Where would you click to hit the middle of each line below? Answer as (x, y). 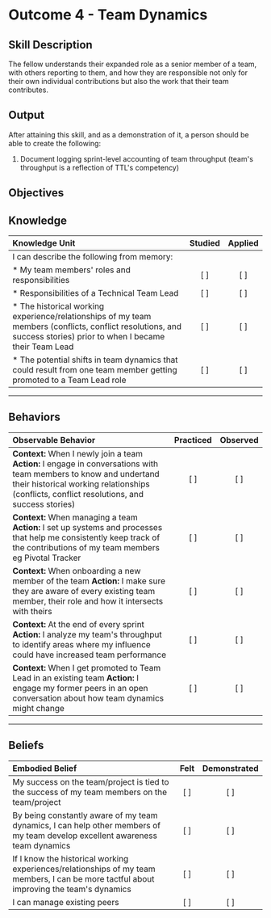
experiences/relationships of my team (84, 869)
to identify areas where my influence (81, 644)
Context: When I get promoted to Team (87, 667)
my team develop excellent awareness (85, 836)
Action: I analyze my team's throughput (88, 634)
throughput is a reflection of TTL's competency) (100, 167)
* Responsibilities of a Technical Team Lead (96, 293)
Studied (204, 243)
